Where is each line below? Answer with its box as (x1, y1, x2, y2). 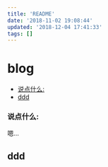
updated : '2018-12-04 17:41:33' (7, 23, 102, 30)
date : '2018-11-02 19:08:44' (7, 17, 93, 24)
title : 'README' (7, 10, 55, 18)
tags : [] (7, 30, 33, 38)
